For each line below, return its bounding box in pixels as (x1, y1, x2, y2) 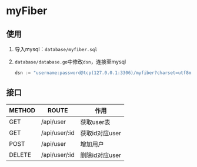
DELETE (9, 151, 31, 159)
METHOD (9, 106, 36, 114)
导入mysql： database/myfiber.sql (14, 46, 98, 52)
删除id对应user (80, 151, 122, 159)
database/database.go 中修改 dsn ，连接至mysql (14, 58, 126, 65)
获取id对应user (80, 129, 122, 137)
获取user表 (80, 118, 111, 126)
